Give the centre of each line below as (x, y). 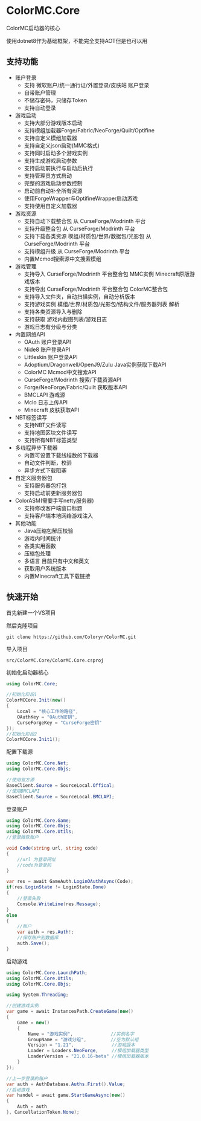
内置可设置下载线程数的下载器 (61, 455)
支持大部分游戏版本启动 (53, 123)
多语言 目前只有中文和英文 (56, 561)
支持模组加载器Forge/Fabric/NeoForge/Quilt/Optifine (89, 130)
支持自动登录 (40, 108)
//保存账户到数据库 (38, 938)
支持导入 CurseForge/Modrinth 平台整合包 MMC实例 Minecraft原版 (107, 274)
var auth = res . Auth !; (46, 932)
